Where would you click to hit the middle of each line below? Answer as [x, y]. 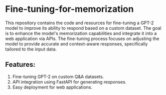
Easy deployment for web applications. [52, 87]
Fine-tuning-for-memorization [70, 9]
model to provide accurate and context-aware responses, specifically [77, 44]
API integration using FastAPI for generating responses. [69, 82]
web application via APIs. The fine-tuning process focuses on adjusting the [82, 39]
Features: [20, 65]
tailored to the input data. [31, 49]
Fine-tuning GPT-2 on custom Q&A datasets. [58, 76]
